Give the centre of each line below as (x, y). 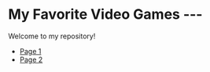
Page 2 (31, 59)
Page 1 (30, 51)
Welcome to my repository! (52, 36)
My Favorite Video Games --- (105, 14)
